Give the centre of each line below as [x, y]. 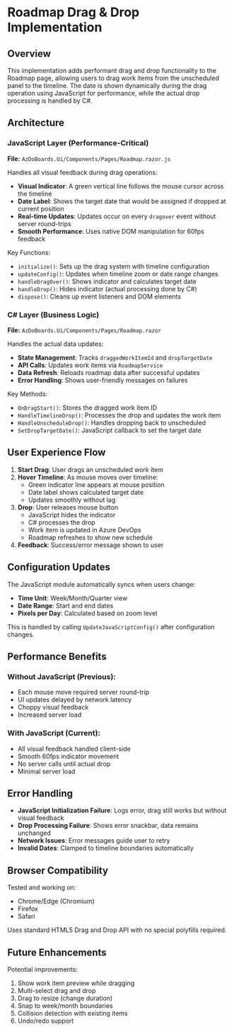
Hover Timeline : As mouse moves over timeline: [88, 477]
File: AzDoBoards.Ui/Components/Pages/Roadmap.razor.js [89, 158]
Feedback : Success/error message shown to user [90, 545]
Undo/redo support [46, 1021]
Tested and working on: [42, 887]
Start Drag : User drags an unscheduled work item [90, 469]
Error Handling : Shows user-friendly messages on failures [103, 380]
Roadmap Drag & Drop [74, 12]
